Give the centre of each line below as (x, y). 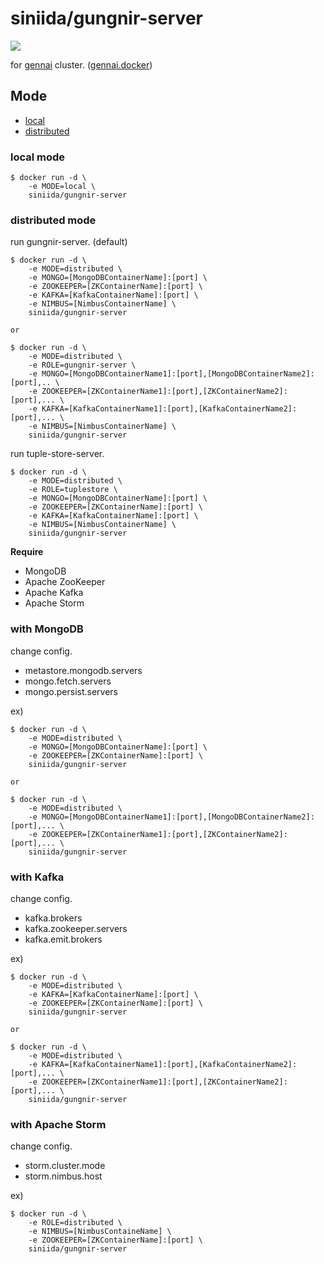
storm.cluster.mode (65, 1166)
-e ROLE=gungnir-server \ (82, 365)
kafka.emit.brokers (63, 939)
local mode (38, 157)
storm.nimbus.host (63, 1176)
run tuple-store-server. (57, 454)
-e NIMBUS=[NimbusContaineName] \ (100, 1232)
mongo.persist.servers (71, 691)
